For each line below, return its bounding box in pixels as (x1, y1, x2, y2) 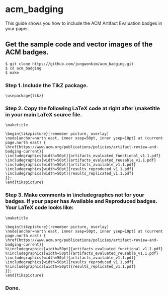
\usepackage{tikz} (5, 93, 44, 99)
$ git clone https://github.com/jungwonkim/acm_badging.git (5, 61, 134, 66)
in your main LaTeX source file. (5, 111, 82, 118)
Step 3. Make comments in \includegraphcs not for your (5, 191, 144, 198)
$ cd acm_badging (5, 65, 42, 71)
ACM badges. (5, 48, 49, 56)
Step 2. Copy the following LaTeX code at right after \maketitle (5, 105, 160, 112)
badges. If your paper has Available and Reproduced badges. (5, 198, 157, 205)
